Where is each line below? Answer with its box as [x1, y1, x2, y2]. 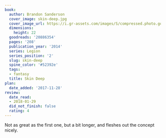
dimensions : [9, 26, 34, 31]
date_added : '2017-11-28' [9, 85, 63, 91]
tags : [9, 67, 21, 72]
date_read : [9, 94, 32, 99]
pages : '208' [9, 40, 36, 45]
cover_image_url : [9, 21, 45, 26]
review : [4, 90, 21, 95]
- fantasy [9, 72, 29, 77]
